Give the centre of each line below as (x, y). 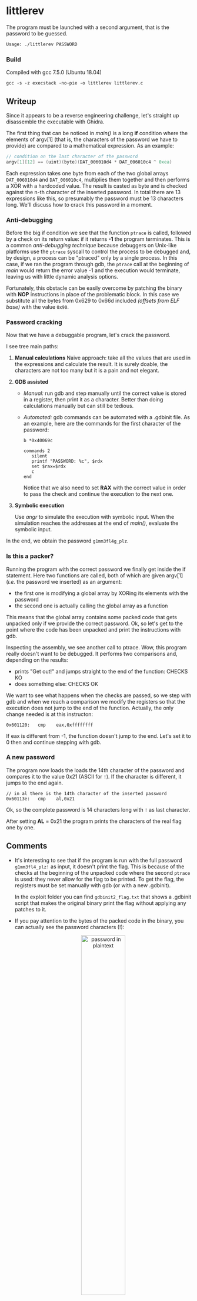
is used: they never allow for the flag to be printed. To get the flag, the (99, 879)
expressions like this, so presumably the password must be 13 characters (95, 198)
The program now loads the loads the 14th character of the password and (95, 770)
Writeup (21, 101)
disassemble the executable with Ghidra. (55, 122)
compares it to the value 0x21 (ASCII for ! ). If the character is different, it (94, 776)
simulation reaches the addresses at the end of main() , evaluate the (96, 523)
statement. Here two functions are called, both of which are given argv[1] (95, 575)
